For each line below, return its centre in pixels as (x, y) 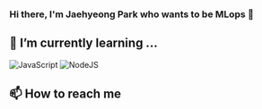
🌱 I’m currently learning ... (84, 43)
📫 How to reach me (65, 94)
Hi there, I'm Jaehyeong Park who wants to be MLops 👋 (131, 14)
